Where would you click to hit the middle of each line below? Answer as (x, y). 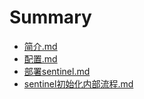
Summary (50, 17)
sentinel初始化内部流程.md (78, 83)
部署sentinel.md (57, 71)
